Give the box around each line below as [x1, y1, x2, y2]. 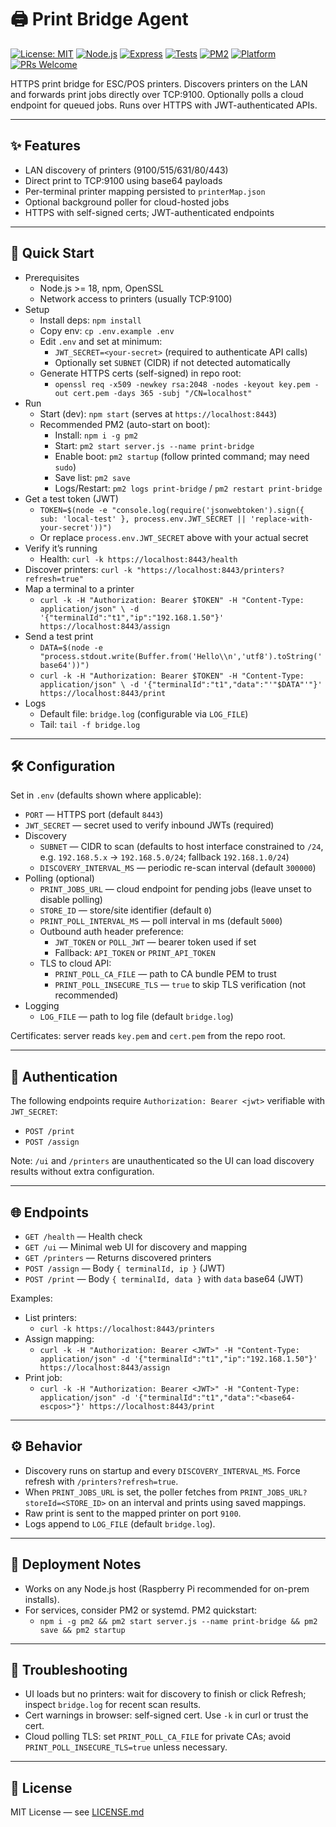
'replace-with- [250, 514, 314, 524]
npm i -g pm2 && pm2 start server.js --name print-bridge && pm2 [39, 1616, 318, 1626]
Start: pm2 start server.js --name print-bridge [54, 439, 255, 451]
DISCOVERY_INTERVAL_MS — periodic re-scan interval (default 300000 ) [39, 862, 317, 874]
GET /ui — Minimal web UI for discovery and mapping [24, 1241, 247, 1253]
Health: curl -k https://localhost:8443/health [39, 552, 238, 565]
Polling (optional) [24, 872, 95, 885]
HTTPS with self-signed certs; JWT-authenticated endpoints [24, 206, 275, 218]
